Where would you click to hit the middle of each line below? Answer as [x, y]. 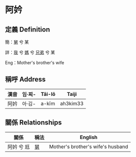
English [88, 137]
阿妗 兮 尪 [19, 147]
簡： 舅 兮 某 [17, 42]
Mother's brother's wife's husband [88, 146]
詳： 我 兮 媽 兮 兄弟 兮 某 [30, 52]
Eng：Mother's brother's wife [35, 63]
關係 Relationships [33, 123]
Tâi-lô [48, 94]
